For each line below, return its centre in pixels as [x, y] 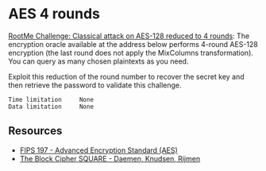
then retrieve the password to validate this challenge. [95, 85]
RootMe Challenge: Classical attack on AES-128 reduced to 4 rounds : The [129, 36]
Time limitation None [51, 99]
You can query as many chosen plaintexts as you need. [98, 61]
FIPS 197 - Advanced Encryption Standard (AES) [99, 150]
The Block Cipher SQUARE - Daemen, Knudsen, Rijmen [110, 158]
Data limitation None [51, 107]
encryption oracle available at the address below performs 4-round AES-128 [133, 44]
